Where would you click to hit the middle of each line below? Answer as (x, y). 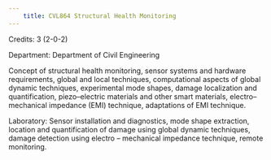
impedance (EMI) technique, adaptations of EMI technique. (147, 105)
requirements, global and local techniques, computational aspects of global (135, 79)
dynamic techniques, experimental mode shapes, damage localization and (133, 88)
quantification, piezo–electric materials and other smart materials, (118, 96)
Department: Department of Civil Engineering (84, 54)
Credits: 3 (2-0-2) (38, 39)
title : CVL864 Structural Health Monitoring (100, 16)
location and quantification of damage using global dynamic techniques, (129, 129)
